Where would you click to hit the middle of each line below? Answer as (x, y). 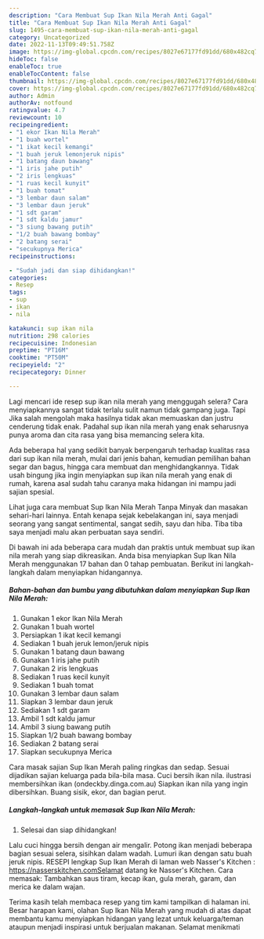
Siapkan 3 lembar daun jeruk (67, 702)
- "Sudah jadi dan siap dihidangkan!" (72, 270)
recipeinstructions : (43, 256)
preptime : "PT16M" (39, 350)
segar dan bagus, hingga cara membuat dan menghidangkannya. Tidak (124, 466)
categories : (28, 278)
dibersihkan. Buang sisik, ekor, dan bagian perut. (88, 792)
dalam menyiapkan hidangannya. (89, 572)
